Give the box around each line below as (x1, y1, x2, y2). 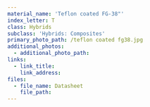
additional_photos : (7, 43, 65, 50)
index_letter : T (7, 17, 55, 24)
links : (7, 56, 27, 63)
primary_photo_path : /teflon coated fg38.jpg (7, 37, 143, 44)
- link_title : (13, 63, 55, 70)
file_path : (20, 89, 52, 96)
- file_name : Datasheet (13, 82, 83, 89)
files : (7, 75, 27, 83)
